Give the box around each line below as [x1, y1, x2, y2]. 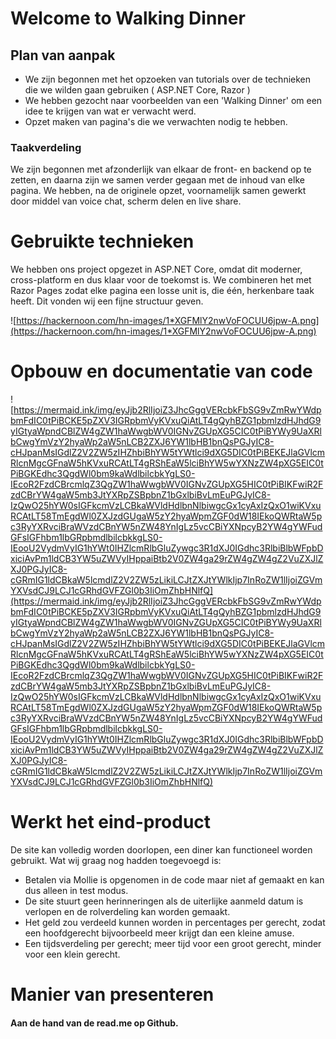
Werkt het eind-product [10, 811, 212, 834]
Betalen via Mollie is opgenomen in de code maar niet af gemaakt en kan [24, 874, 325, 886]
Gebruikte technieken [10, 230, 195, 253]
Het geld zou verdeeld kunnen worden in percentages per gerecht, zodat [24, 917, 326, 929]
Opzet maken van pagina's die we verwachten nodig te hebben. [24, 116, 288, 127]
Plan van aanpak [10, 47, 116, 64]
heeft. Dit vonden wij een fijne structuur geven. [10, 295, 204, 307]
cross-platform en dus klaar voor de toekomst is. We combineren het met [10, 274, 312, 286]
